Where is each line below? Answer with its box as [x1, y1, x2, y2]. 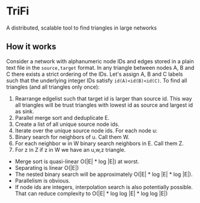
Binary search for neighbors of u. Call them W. [14, 133, 130, 140]
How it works [6, 42, 56, 52]
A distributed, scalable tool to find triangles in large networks [6, 24, 157, 31]
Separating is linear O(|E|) [14, 164, 79, 171]
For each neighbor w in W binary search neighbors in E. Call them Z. [14, 140, 184, 147]
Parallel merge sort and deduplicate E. [14, 114, 110, 121]
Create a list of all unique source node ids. [14, 120, 120, 128]
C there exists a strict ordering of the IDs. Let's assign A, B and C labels [6, 70, 183, 78]
